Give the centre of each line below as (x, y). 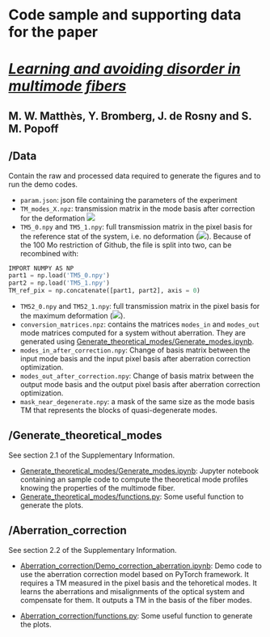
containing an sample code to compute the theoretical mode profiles (134, 479)
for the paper (53, 32)
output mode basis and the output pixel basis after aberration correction (140, 385)
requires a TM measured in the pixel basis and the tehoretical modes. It (138, 583)
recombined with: (49, 253)
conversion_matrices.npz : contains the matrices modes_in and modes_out (140, 324)
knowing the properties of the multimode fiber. (97, 487)
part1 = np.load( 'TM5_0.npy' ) (59, 276)
